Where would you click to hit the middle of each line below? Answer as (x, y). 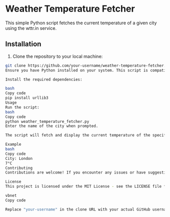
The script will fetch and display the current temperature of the (78, 135)
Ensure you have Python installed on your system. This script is (77, 70)
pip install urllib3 (27, 98)
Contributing (19, 168)
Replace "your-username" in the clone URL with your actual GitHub (78, 209)
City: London (19, 158)
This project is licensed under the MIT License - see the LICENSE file (83, 187)
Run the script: (22, 107)
